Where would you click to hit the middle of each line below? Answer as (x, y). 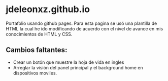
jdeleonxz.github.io (48, 9)
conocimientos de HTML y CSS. (39, 34)
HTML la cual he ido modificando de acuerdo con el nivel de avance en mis (85, 28)
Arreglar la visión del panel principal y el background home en (78, 67)
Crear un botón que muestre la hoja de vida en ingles (69, 62)
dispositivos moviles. (35, 73)
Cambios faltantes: (37, 50)
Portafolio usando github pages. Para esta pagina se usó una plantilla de (81, 23)
